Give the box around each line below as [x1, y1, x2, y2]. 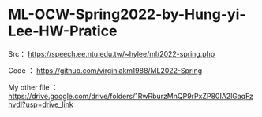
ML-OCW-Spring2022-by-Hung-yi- [8, 5, 246, 24]
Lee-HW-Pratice [8, 22, 118, 40]
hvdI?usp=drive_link [8, 100, 73, 109]
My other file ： [8, 82, 59, 92]
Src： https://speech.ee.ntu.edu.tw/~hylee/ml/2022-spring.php [8, 49, 215, 58]
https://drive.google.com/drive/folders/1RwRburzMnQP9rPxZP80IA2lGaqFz [8, 91, 254, 101]
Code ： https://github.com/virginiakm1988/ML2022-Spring [8, 65, 203, 75]
